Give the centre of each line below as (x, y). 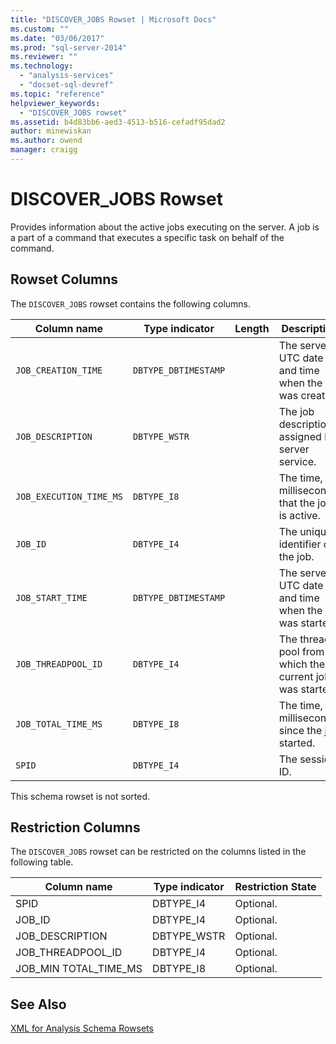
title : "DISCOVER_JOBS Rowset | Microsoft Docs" (113, 19)
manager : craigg (44, 150)
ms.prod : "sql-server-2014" (69, 47)
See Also (38, 1004)
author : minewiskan (51, 131)
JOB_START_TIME (51, 597)
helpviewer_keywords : (55, 103)
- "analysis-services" (66, 76)
